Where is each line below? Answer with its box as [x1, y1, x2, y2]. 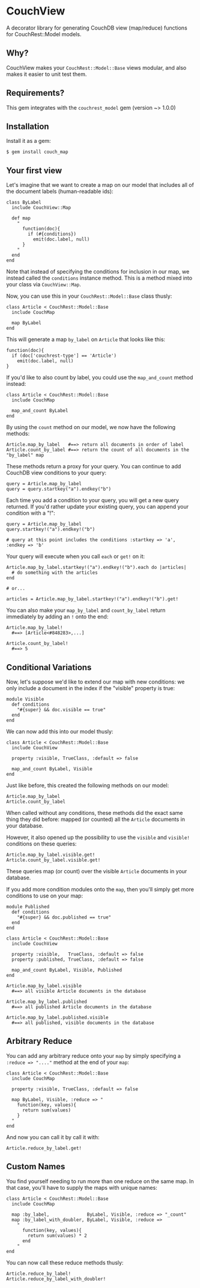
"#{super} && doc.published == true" [17, 914, 112, 920]
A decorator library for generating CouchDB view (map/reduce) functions [6, 24, 187, 31]
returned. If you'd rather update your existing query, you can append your [6, 503, 189, 510]
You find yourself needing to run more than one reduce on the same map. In [6, 1177, 194, 1185]
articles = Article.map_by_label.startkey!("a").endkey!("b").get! [6, 596, 179, 602]
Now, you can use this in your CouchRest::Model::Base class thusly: [6, 292, 172, 300]
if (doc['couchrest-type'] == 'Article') [11, 353, 117, 359]
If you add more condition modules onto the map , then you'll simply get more [6, 886, 194, 893]
